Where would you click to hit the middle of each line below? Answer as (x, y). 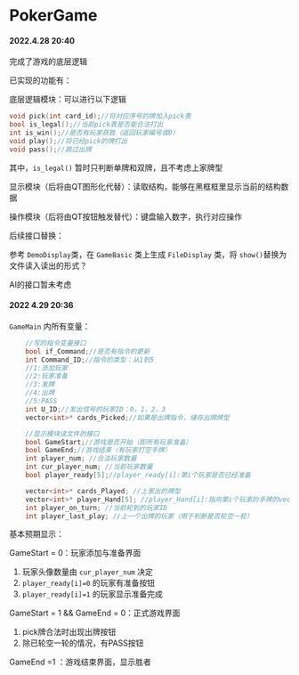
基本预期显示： (36, 534)
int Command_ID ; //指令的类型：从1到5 (89, 360)
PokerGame (53, 16)
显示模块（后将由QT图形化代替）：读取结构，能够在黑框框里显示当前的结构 (145, 186)
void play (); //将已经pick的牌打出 (69, 142)
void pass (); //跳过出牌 (50, 149)
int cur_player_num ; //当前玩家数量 (89, 467)
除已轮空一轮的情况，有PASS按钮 (83, 643)
